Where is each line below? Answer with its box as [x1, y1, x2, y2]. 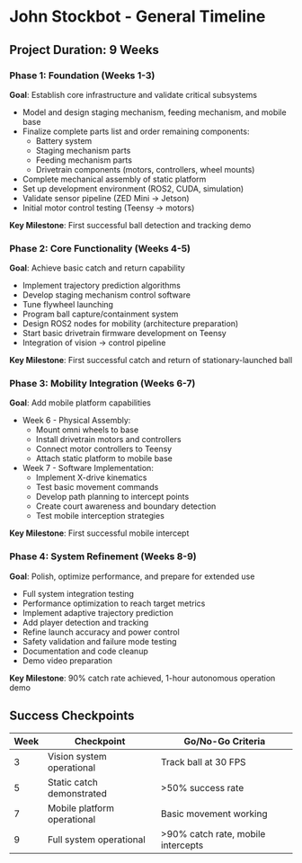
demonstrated [48, 787, 108, 799]
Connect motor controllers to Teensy [35, 443, 173, 455]
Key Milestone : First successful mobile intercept [9, 528, 190, 538]
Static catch [48, 776, 99, 788]
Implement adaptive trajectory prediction [22, 607, 173, 618]
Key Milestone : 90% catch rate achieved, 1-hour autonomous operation [9, 672, 276, 683]
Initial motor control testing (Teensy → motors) [22, 202, 195, 213]
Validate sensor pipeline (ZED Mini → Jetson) [22, 192, 191, 203]
